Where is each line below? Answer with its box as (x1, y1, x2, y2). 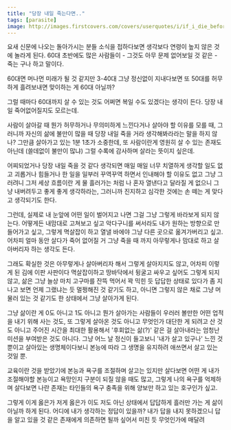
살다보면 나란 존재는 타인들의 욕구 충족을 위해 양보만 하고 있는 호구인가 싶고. (14, 384, 218, 392)
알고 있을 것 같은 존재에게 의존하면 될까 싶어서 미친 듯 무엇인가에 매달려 (14, 416, 205, 424)
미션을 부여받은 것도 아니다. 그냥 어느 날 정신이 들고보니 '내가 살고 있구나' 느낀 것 (7, 335, 223, 343)
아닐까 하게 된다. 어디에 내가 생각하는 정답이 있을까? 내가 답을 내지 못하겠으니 (7, 407, 214, 416)
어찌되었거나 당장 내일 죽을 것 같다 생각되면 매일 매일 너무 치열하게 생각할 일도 (7, 161, 217, 170)
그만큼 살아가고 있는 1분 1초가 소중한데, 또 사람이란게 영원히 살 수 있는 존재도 (16, 139, 222, 147)
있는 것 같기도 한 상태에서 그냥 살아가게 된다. (19, 294, 140, 303)
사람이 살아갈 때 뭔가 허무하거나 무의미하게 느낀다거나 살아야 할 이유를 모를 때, (7, 121, 217, 130)
